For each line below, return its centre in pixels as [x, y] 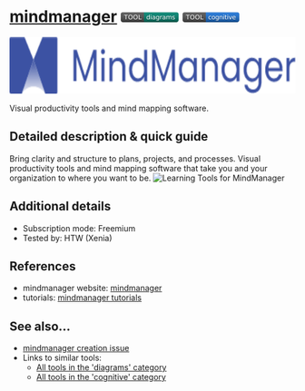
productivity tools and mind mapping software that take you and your [138, 168]
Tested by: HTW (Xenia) [67, 238]
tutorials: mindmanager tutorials [82, 298]
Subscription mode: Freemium [79, 228]
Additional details [60, 206]
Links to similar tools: [62, 358]
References [43, 266]
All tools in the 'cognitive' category [101, 377]
